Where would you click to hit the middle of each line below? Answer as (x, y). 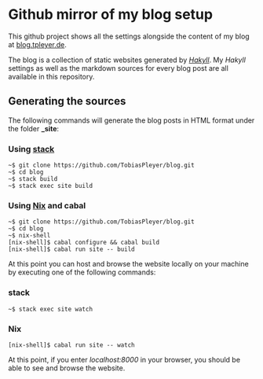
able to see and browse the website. (67, 368)
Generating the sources (67, 101)
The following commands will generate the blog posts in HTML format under (131, 120)
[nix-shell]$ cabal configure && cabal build (84, 243)
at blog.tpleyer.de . (37, 44)
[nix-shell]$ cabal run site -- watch (71, 345)
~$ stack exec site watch (50, 309)
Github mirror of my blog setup (111, 15)
